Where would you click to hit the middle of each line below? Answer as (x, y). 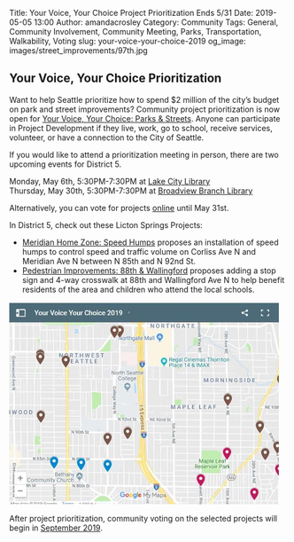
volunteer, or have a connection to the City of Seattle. (107, 137)
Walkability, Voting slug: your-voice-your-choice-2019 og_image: (128, 41)
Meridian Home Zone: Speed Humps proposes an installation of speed (150, 242)
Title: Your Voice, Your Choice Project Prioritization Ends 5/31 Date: (132, 13)
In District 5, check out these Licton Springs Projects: (106, 224)
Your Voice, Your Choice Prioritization (116, 79)
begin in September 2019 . (56, 528)
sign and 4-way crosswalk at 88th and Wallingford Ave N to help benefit (153, 279)
